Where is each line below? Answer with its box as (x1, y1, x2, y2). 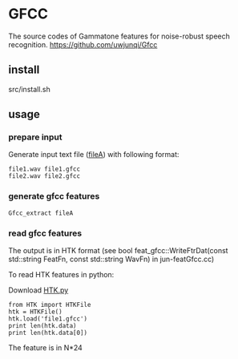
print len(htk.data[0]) (8, 329, 88, 337)
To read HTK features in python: (8, 270, 115, 280)
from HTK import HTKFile (8, 301, 91, 309)
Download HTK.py (8, 285, 69, 295)
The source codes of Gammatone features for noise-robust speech (8, 31, 230, 41)
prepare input (8, 131, 63, 143)
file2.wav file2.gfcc (8, 172, 81, 180)
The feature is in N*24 (8, 343, 83, 353)
